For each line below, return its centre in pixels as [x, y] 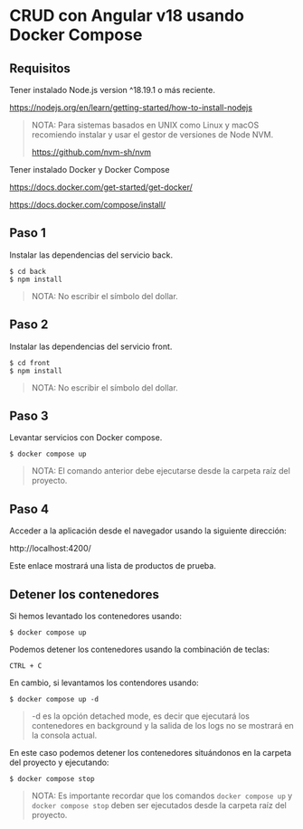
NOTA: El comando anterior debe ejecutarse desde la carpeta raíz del [161, 471]
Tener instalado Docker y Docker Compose [90, 170]
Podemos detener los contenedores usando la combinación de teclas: [139, 650]
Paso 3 [29, 416]
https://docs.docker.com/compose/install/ [88, 205]
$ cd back [28, 271]
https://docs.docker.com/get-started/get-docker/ [101, 187]
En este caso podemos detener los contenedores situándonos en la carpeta [151, 753]
